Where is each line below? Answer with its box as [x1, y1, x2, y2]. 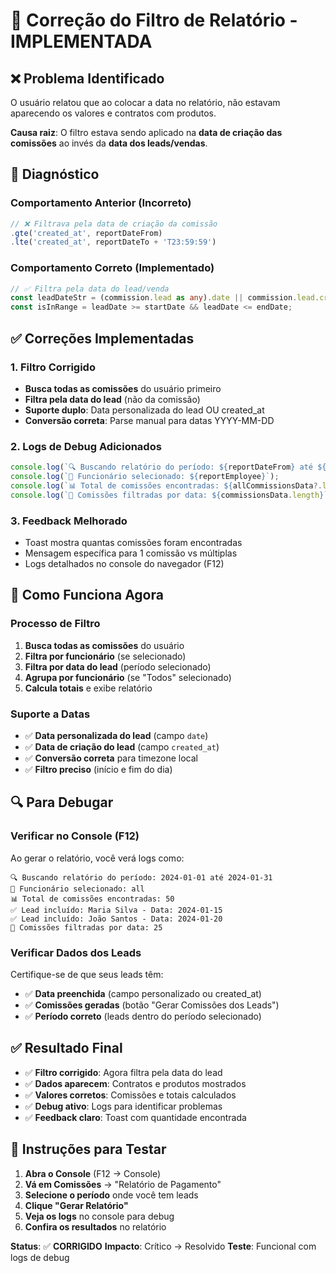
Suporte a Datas [10, 707, 91, 721]
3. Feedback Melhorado [10, 514, 128, 528]
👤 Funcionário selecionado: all [10, 884, 145, 894]
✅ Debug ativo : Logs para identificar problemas [24, 1100, 223, 1112]
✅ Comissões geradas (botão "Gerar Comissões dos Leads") [24, 999, 280, 1011]
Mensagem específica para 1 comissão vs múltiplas [24, 547, 238, 559]
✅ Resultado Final [10, 1040, 123, 1057]
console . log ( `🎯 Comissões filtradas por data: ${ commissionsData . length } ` [10, 490, 329, 500]
